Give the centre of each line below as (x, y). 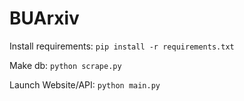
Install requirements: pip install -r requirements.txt (122, 46)
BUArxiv (44, 18)
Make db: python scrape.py (65, 65)
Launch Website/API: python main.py (85, 84)
